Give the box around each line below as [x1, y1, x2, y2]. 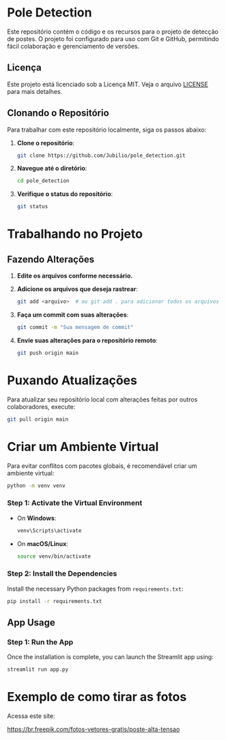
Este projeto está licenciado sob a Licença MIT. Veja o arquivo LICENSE [7, 80, 208, 88]
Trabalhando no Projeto [7, 226, 143, 242]
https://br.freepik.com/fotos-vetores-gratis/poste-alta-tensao [7, 725, 180, 734]
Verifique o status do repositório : [16, 190, 113, 198]
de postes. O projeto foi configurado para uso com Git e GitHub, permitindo [7, 34, 220, 42]
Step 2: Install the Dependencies [7, 569, 117, 578]
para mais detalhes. [7, 87, 63, 95]
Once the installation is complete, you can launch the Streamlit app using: [7, 653, 214, 661]
